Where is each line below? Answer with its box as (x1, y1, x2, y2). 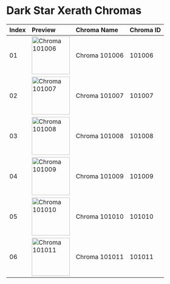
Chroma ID (129, 26, 161, 34)
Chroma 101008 (75, 131, 124, 140)
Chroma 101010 (75, 212, 124, 221)
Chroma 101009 (75, 171, 124, 180)
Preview (32, 26, 56, 34)
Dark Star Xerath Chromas (6, 4, 141, 18)
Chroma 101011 (75, 252, 124, 261)
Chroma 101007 (75, 91, 124, 100)
